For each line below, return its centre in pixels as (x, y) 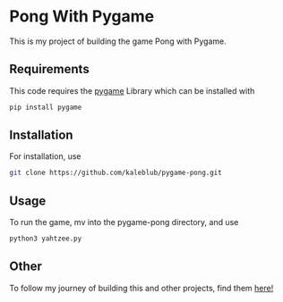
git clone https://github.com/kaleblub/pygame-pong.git (116, 173)
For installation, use (45, 156)
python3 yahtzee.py (46, 239)
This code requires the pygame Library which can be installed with (132, 90)
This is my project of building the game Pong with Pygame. (118, 41)
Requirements (49, 69)
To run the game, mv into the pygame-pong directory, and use (124, 222)
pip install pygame (46, 107)
